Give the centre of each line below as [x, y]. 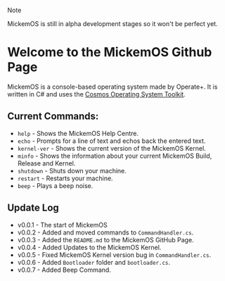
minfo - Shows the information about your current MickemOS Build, [115, 156]
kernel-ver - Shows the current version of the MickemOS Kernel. [111, 148]
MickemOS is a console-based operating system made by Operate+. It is [112, 87]
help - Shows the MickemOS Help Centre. [78, 133]
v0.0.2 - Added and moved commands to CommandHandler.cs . [105, 232]
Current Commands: [53, 117]
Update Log [33, 208]
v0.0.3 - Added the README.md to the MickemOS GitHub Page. [106, 239]
